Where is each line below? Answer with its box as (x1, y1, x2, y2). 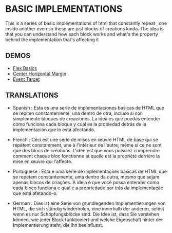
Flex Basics (12, 65, 37, 71)
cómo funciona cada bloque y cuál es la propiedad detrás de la (12, 121, 146, 127)
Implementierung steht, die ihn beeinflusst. (12, 222, 104, 228)
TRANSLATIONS (5, 91, 59, 100)
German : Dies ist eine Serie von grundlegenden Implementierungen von (12, 200, 166, 206)
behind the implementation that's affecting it (5, 37, 99, 43)
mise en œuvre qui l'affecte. (12, 158, 73, 165)
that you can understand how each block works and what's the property (5, 31, 158, 37)
